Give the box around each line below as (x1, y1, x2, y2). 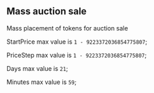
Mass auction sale (6, 6, 87, 17)
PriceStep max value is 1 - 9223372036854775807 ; (6, 51, 147, 59)
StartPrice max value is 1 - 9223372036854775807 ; (6, 37, 148, 46)
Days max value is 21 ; (6, 64, 69, 72)
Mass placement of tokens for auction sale (6, 24, 128, 32)
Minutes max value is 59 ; (6, 78, 77, 86)
